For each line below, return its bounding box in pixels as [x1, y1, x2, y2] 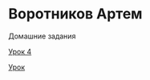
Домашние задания [8, 31, 76, 41]
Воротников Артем [8, 5, 143, 23]
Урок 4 [8, 46, 32, 56]
